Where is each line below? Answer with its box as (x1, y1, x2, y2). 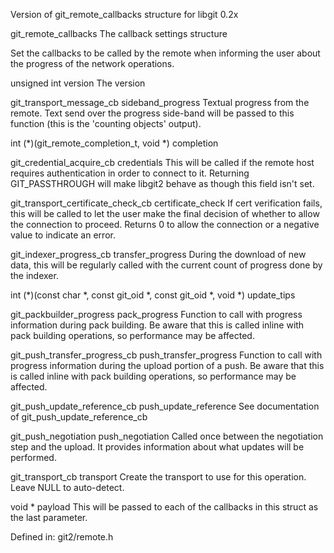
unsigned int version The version (10, 77, 146, 89)
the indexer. (10, 270, 59, 281)
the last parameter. (10, 512, 88, 523)
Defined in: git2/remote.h (10, 531, 114, 543)
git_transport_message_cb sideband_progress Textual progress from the (10, 97, 310, 108)
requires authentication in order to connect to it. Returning (10, 167, 250, 179)
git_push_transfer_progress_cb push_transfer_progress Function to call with (10, 349, 323, 361)
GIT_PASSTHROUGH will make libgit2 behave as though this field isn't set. (10, 178, 315, 189)
